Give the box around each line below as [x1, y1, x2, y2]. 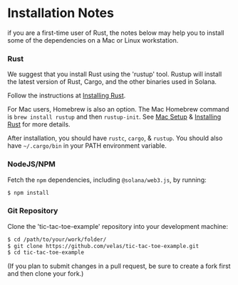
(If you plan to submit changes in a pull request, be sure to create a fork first [7, 262, 231, 271]
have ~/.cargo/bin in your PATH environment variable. [7, 141, 167, 150]
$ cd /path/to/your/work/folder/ [7, 236, 107, 243]
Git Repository [7, 206, 58, 216]
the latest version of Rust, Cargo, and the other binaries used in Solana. [7, 77, 217, 86]
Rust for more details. [7, 120, 71, 129]
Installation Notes [7, 5, 114, 21]
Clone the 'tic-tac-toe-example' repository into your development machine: [7, 222, 229, 230]
